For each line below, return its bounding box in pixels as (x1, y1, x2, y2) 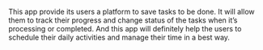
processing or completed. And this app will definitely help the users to (8, 24, 242, 33)
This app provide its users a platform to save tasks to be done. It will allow (8, 7, 255, 16)
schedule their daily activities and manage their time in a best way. (8, 32, 231, 42)
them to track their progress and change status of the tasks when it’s (8, 15, 238, 25)
